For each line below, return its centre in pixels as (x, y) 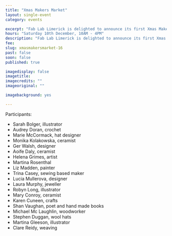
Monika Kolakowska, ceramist (44, 140)
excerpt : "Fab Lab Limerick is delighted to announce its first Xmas (81, 29)
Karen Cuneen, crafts (35, 200)
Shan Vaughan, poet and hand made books (58, 206)
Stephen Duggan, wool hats (42, 217)
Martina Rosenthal (32, 162)
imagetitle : (18, 76)
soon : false (18, 57)
